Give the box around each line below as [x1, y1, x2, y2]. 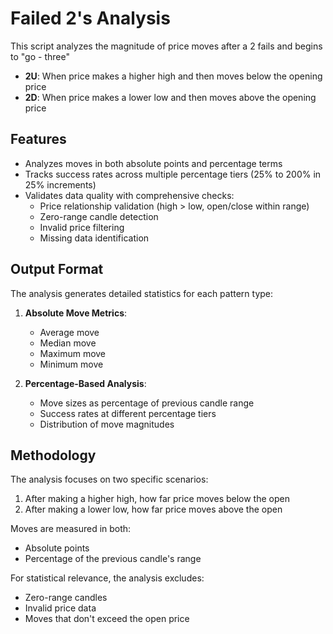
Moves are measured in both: [10, 523, 132, 535]
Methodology [10, 447, 97, 464]
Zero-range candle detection [39, 210, 159, 222]
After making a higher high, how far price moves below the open [24, 493, 290, 505]
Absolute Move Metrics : [24, 307, 128, 319]
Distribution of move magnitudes [39, 418, 175, 430]
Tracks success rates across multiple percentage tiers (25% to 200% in [24, 168, 322, 180]
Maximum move [39, 347, 107, 359]
